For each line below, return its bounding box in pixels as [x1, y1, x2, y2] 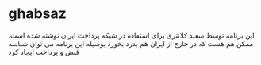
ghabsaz [8, 5, 67, 23]
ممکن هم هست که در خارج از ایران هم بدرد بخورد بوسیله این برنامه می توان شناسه [8, 38, 254, 48]
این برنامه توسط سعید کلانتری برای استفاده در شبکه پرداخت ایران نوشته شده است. [8, 31, 255, 40]
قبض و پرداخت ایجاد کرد [8, 47, 79, 56]
